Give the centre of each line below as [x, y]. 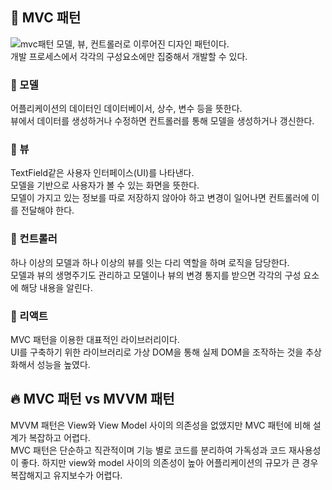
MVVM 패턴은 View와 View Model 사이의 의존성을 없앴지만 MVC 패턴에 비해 [160, 425]
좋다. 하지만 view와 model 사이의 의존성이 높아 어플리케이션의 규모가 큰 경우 [169, 462]
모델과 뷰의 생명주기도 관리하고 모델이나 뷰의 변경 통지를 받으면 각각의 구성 [156, 275]
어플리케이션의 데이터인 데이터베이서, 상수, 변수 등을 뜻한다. [126, 109]
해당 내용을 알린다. [56, 287]
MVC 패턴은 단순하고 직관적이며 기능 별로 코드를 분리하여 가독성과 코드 [148, 450]
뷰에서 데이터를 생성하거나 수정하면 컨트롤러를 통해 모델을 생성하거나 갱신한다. [162, 121]
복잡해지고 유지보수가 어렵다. [66, 475]
